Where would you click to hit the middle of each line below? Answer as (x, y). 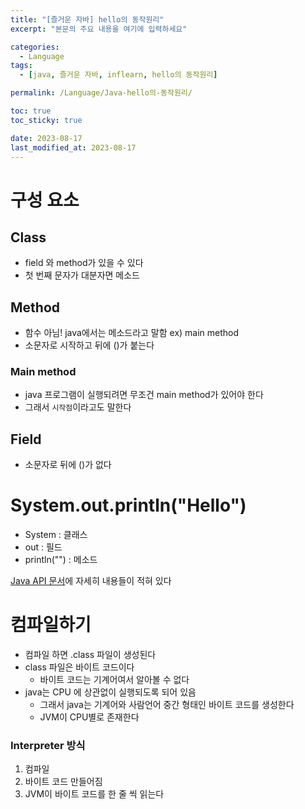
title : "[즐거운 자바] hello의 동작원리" (87, 19)
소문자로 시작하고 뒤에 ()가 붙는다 (89, 345)
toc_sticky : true (46, 120)
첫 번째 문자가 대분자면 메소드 (82, 275)
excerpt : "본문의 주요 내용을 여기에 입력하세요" (99, 29)
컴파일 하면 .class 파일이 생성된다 (90, 655)
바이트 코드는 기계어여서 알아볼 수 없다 (114, 680)
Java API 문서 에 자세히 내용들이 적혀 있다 (91, 581)
